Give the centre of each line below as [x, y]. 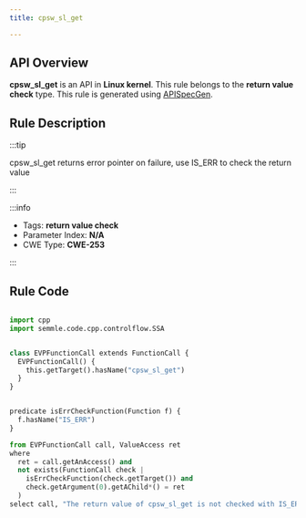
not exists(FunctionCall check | [81, 471]
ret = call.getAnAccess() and [75, 461]
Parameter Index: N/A [63, 235]
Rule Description [58, 123]
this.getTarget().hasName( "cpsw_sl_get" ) [105, 370]
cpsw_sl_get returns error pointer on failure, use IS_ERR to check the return [151, 163]
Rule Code [40, 291]
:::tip [18, 145]
